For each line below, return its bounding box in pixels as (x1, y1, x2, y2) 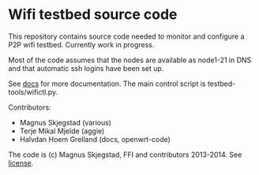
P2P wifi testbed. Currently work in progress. (8, 39, 155, 49)
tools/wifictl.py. (8, 87, 58, 96)
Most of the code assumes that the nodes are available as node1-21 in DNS (8, 55, 252, 65)
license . (8, 158, 34, 167)
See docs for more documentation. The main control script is (8, 79, 206, 88)
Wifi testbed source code (8, 6, 178, 24)
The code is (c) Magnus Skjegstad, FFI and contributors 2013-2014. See (8, 150, 242, 159)
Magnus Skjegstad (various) (19, 117, 112, 127)
